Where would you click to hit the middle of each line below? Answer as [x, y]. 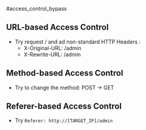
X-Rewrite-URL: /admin [52, 54]
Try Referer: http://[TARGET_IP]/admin [64, 120]
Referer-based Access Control [64, 106]
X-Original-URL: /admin [52, 48]
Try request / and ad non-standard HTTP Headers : [78, 42]
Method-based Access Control [65, 73]
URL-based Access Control [58, 27]
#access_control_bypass [37, 9]
